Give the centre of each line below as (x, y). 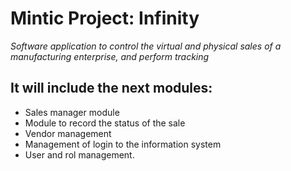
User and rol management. (79, 154)
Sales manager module (72, 112)
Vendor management (68, 133)
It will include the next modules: (111, 88)
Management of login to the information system (123, 144)
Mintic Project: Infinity (105, 18)
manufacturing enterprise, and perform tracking (110, 56)
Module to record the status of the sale (105, 123)
